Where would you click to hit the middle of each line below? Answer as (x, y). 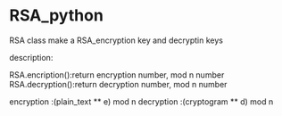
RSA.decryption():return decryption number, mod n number (118, 84)
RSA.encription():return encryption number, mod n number (117, 75)
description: (31, 57)
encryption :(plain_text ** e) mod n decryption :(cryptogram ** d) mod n (141, 101)
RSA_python (57, 16)
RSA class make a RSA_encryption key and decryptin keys (116, 40)
